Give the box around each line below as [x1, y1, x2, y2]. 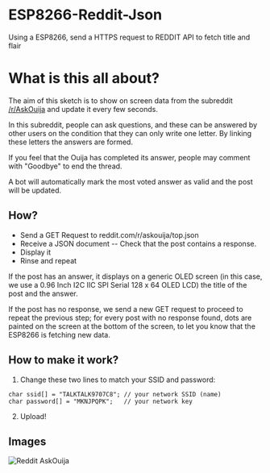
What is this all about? [8, 69, 160, 88]
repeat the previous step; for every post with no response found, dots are [8, 313, 252, 322]
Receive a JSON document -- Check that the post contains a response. [19, 239, 256, 248]
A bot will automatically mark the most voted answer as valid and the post [8, 176, 254, 186]
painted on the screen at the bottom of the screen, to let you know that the [8, 321, 256, 331]
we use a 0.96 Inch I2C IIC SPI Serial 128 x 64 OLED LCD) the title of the [8, 280, 247, 289]
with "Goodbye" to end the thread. [8, 161, 123, 171]
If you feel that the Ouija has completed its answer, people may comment [8, 152, 251, 162]
